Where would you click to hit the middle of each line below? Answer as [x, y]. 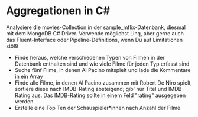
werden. [25, 101]
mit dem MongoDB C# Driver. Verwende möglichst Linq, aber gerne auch [95, 33]
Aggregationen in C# [58, 11]
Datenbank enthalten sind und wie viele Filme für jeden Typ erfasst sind [102, 64]
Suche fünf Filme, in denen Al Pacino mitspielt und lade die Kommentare [103, 70]
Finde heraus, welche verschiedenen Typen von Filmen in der [90, 57]
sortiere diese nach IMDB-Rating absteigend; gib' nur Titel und [91, 89]
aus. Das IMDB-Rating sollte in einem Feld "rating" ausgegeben [109, 95]
